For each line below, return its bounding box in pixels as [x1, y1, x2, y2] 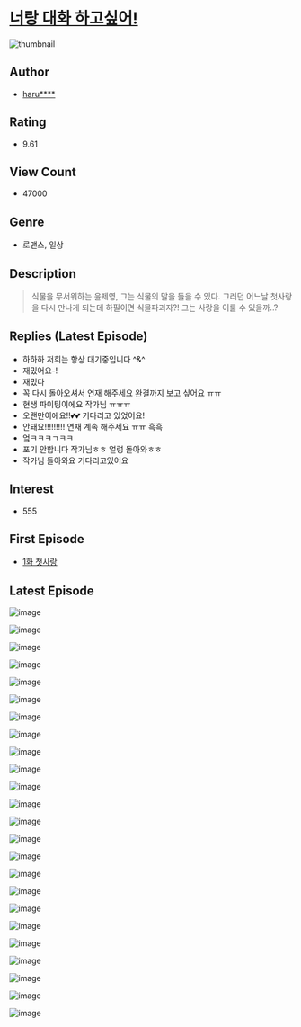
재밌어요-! [22, 365, 58, 376]
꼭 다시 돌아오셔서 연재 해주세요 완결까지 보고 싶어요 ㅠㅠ [22, 388, 222, 398]
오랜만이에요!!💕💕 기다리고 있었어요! [22, 410, 146, 421]
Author [9, 65, 49, 80]
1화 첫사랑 [22, 557, 58, 567]
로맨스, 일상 [22, 239, 65, 250]
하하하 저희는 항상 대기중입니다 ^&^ [22, 353, 146, 364]
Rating [9, 114, 47, 130]
